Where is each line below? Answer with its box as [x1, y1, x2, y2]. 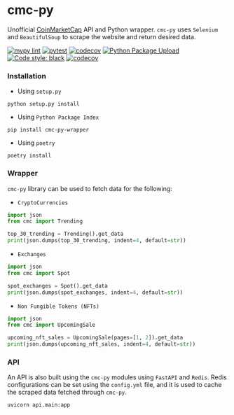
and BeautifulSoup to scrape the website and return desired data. [7, 32, 196, 41]
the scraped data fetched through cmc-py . [7, 388, 128, 397]
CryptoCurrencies [17, 199, 69, 206]
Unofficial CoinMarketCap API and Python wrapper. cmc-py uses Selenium [7, 25, 219, 34]
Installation [7, 71, 47, 80]
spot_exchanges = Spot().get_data [7, 282, 109, 289]
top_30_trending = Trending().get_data [7, 230, 124, 238]
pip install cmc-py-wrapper [7, 127, 90, 134]
